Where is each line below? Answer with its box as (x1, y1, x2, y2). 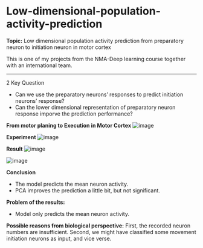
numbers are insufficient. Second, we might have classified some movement (6, 228, 196, 235)
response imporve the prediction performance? (14, 110, 133, 117)
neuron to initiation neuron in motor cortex (6, 44, 112, 51)
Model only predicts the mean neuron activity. (14, 210, 130, 217)
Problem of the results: (6, 198, 65, 206)
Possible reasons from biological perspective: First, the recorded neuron (6, 222, 191, 229)
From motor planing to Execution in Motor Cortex (6, 122, 132, 129)
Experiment (6, 133, 36, 140)
